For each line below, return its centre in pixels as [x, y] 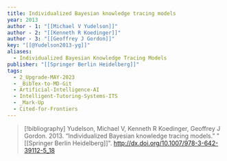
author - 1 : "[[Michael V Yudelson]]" [62, 26]
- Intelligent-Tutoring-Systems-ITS [65, 97]
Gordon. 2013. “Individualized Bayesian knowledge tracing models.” [119, 136]
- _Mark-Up [29, 103]
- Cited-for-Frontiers [46, 109]
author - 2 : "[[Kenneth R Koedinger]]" [64, 33]
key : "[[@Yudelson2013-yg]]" [49, 45]
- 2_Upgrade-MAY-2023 [44, 77]
